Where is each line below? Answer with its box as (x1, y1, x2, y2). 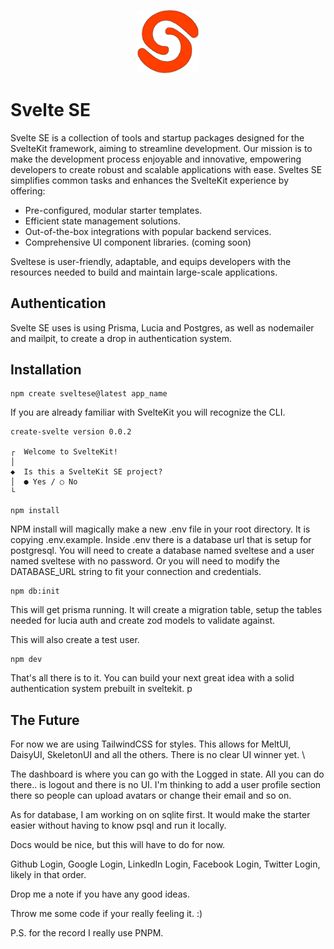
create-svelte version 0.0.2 (10, 427, 132, 437)
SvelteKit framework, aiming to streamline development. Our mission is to (10, 142, 313, 154)
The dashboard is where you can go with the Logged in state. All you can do (10, 768, 325, 780)
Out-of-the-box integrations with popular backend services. (24, 225, 272, 237)
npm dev (10, 655, 43, 665)
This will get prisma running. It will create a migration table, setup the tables (10, 604, 323, 616)
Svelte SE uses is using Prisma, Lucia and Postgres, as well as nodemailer (10, 321, 315, 334)
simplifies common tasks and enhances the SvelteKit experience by (10, 174, 290, 186)
